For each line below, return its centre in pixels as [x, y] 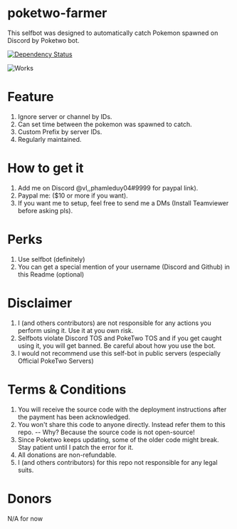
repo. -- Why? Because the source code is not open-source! [106, 432]
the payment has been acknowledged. [74, 417]
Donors [30, 499]
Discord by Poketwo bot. [43, 40]
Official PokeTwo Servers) [56, 361]
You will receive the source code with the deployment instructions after [122, 409]
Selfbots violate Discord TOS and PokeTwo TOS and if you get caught [120, 338]
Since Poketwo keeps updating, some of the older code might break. [118, 439]
